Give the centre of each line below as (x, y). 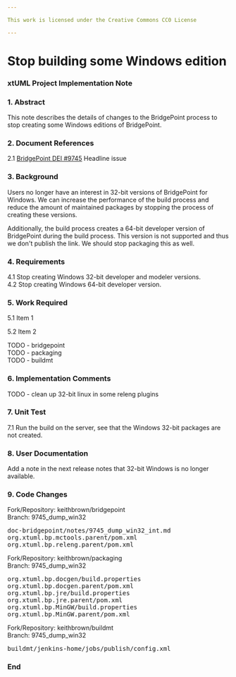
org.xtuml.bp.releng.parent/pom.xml (70, 545)
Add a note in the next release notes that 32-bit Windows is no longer (108, 469)
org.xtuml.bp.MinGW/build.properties (73, 608)
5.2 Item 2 (22, 331)
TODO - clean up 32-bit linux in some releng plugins (83, 394)
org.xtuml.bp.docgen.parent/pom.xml (70, 586)
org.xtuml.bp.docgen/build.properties (74, 579)
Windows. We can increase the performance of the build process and (108, 200)
